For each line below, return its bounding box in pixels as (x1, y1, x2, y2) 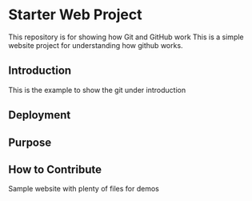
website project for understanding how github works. (8, 40, 183, 50)
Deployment (8, 108, 71, 122)
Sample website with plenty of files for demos (8, 184, 160, 194)
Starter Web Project (8, 6, 142, 24)
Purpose (8, 135, 52, 149)
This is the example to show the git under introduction (8, 85, 186, 94)
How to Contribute (8, 163, 102, 176)
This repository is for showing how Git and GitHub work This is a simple (8, 32, 244, 42)
